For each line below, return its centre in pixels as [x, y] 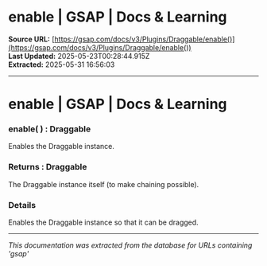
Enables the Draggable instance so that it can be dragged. [103, 222]
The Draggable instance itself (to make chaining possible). [104, 184]
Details [22, 205]
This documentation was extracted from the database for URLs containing [130, 245]
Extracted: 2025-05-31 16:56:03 [62, 65]
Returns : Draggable [48, 167]
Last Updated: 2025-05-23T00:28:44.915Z [79, 56]
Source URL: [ [31, 39]
